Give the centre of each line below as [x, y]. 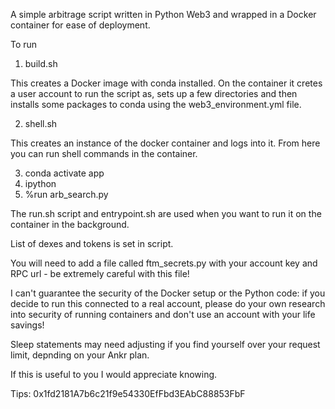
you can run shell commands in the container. [104, 153]
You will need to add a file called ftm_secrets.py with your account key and [164, 263]
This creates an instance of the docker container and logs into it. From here [165, 143]
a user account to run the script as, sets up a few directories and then [154, 93]
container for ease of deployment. [80, 25]
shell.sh [41, 123]
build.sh [41, 63]
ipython [40, 183]
